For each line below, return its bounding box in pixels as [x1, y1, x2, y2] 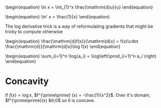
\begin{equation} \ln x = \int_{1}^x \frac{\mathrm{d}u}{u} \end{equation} [5, 4, 153, 10]
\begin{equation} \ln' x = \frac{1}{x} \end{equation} [5, 14, 110, 19]
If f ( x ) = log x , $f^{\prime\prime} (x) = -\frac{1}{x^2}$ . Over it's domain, [5, 92, 151, 98]
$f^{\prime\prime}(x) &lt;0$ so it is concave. [5, 97, 95, 103]
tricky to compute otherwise [5, 29, 63, 34]
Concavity [5, 76, 49, 87]
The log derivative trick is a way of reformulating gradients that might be [5, 23, 153, 29]
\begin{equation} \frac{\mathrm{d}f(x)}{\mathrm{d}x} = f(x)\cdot [5, 38, 139, 44]
